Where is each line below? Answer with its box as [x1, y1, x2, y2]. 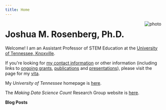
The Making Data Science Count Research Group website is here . [5, 90, 140, 96]
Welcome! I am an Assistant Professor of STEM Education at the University [5, 45, 158, 51]
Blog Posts [5, 99, 28, 105]
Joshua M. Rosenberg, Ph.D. [5, 28, 125, 40]
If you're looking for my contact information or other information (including [5, 60, 157, 66]
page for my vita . [5, 70, 40, 76]
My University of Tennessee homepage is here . [5, 80, 102, 86]
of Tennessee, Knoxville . [5, 50, 55, 56]
